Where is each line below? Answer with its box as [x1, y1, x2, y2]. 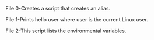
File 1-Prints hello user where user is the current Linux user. [5, 16, 148, 23]
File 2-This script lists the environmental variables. [5, 27, 127, 34]
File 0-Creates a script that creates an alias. [5, 5, 111, 12]
